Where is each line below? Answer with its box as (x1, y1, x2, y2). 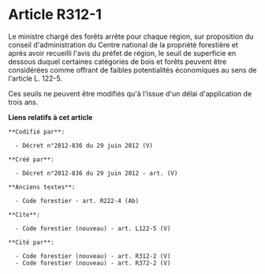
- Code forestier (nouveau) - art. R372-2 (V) (15, 259, 171, 267)
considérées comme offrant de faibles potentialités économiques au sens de (8, 65, 257, 74)
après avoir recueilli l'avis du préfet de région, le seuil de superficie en (8, 48, 237, 58)
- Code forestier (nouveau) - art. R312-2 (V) (15, 252, 171, 260)
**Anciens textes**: (8, 183, 77, 191)
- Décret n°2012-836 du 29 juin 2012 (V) (15, 141, 154, 149)
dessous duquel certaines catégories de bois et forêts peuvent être (8, 57, 227, 66)
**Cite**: (8, 211, 41, 219)
